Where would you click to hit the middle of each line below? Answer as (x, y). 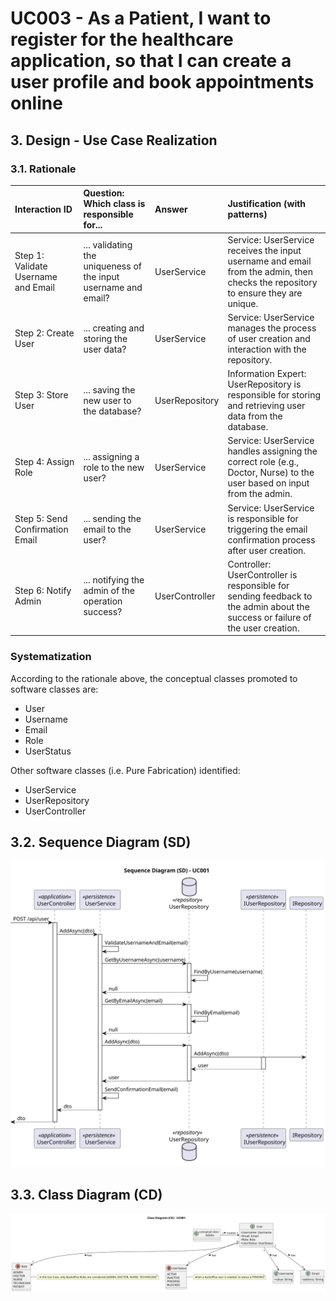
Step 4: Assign (44, 462)
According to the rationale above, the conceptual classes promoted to (154, 678)
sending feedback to (270, 596)
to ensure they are (265, 293)
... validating (108, 245)
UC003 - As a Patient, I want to (141, 18)
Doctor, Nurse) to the (271, 473)
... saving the (109, 389)
